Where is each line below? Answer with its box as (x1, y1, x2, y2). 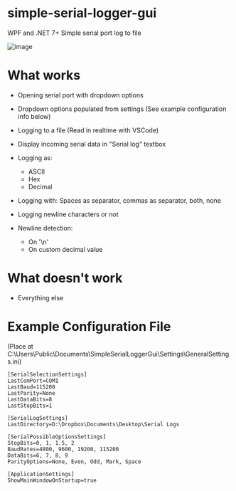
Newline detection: (17, 223, 73, 232)
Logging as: (17, 153, 53, 162)
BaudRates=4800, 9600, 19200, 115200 (7, 445, 119, 453)
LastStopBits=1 (7, 402, 53, 409)
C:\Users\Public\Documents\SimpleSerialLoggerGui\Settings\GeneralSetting (7, 349, 230, 358)
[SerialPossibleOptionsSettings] (7, 433, 107, 440)
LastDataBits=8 (7, 396, 53, 403)
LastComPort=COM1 (7, 377, 59, 384)
